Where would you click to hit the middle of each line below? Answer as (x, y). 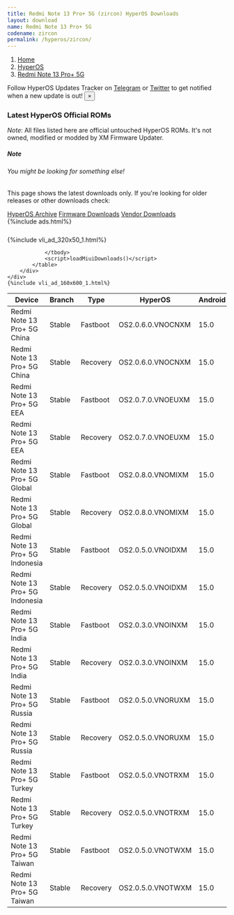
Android (212, 300)
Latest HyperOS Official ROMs (59, 115)
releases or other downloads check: (59, 200)
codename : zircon (32, 33)
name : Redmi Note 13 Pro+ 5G (49, 27)
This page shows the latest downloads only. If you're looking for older (107, 193)
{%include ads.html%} (39, 221)
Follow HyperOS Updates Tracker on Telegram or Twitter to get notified (110, 88)
